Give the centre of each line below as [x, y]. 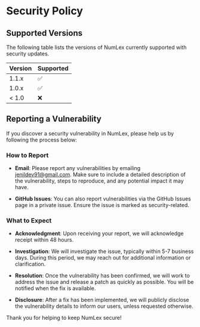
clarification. [30, 264]
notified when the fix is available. [55, 288]
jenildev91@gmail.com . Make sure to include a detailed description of [100, 175]
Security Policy [45, 11]
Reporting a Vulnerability [54, 119]
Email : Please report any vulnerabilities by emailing [78, 168]
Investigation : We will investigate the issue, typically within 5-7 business [104, 251]
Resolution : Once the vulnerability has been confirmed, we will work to [102, 276]
